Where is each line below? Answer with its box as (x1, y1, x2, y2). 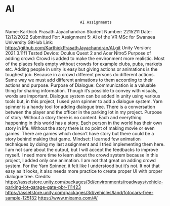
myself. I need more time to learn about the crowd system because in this (5, 152, 158, 158)
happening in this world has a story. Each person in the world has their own (5, 120, 162, 126)
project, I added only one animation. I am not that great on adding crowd (5, 157, 156, 163)
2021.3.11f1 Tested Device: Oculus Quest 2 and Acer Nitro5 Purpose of (5, 50, 151, 56)
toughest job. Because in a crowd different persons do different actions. (5, 71, 155, 77)
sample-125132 (5, 195, 37, 201)
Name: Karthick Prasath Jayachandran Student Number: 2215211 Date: (5, 28, 152, 34)
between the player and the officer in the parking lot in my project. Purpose (5, 109, 162, 115)
